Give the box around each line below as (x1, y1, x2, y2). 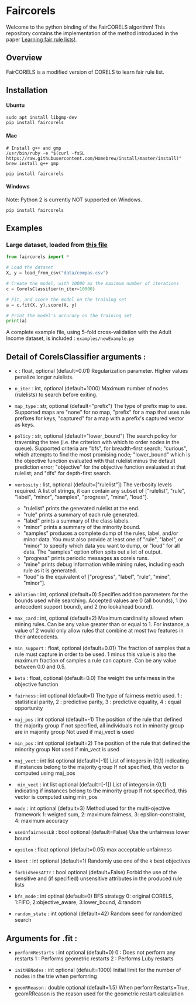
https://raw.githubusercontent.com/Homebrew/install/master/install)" (6, 155, 182, 162)
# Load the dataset (6, 265, 54, 270)
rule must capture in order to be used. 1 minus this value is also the (14, 651, 176, 658)
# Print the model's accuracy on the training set (6, 312, 132, 318)
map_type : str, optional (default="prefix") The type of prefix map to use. (14, 403, 187, 410)
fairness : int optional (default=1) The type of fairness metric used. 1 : (14, 692, 183, 699)
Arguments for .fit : (6, 933, 78, 943)
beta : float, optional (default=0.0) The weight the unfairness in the (14, 675, 176, 682)
